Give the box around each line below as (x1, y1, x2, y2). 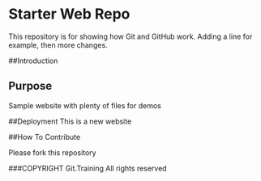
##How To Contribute (8, 132, 81, 141)
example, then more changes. (8, 40, 108, 49)
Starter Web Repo (8, 5, 130, 23)
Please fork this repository (8, 147, 96, 158)
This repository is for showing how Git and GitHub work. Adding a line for (8, 32, 253, 41)
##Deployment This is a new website (8, 116, 132, 126)
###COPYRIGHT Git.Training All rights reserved (8, 163, 168, 173)
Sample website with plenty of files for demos (8, 100, 162, 110)
